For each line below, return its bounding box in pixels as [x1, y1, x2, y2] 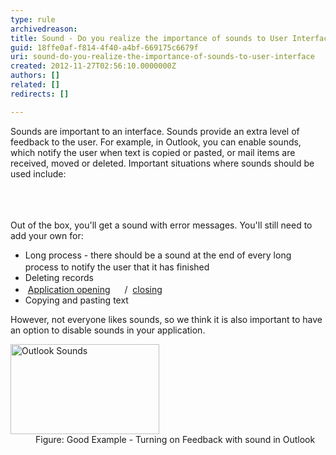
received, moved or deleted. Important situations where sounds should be [10, 157, 315, 169]
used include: [10, 167, 67, 180]
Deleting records [24, 271, 94, 283]
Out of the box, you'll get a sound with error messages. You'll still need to [10, 219, 313, 231]
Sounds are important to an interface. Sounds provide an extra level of [10, 125, 300, 137]
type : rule [10, 14, 56, 25]
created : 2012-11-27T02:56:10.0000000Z [10, 61, 177, 71]
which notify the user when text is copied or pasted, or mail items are [10, 146, 296, 158]
